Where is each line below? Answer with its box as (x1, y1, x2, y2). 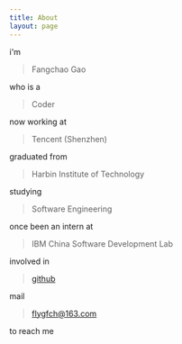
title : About (9, 13, 59, 23)
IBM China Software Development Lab (31, 238, 174, 249)
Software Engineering (31, 204, 113, 214)
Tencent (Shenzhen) (31, 133, 108, 144)
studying (9, 186, 42, 196)
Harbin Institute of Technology (31, 168, 145, 179)
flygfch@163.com (31, 308, 97, 319)
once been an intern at (9, 221, 94, 231)
